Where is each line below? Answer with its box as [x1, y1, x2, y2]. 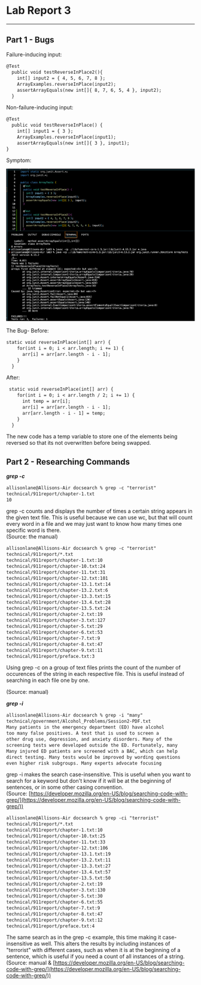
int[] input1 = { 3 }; [17, 128, 74, 134]
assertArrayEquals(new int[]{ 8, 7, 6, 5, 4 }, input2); [17, 87, 162, 93]
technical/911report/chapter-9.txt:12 [6, 917, 103, 923]
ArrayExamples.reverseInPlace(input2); [17, 81, 117, 87]
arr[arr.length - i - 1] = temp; [22, 411, 106, 417]
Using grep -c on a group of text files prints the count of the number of [6, 664, 181, 671]
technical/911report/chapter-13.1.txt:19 [6, 851, 111, 857]
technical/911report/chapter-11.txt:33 [6, 839, 106, 845]
